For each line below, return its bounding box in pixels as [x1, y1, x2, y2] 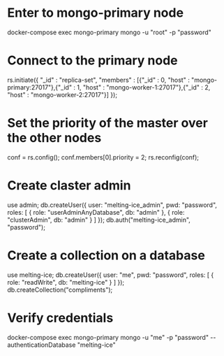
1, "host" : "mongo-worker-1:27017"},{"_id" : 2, [76, 83, 211, 92]
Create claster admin [7, 178, 131, 193]
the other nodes [7, 130, 102, 146]
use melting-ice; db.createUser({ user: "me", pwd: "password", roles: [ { [7, 271, 214, 279]
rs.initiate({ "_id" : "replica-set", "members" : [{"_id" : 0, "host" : [7, 76, 190, 84]
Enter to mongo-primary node [7, 5, 184, 21]
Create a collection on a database [7, 247, 206, 263]
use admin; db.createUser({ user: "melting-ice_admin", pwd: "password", [7, 201, 218, 209]
